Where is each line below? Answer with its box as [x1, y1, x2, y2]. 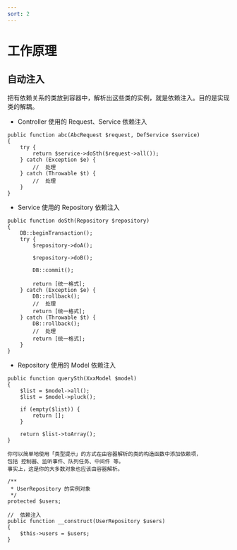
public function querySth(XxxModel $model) [7, 375, 138, 382]
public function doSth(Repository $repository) [7, 217, 150, 224]
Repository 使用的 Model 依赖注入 [17, 361, 116, 369]
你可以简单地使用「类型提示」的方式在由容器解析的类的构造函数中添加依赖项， [7, 450, 202, 457]
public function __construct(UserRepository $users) [7, 517, 166, 525]
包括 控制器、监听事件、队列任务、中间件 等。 [7, 457, 125, 465]
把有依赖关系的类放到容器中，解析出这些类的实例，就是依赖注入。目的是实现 [7, 93, 230, 102]
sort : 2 [7, 10, 30, 18]
